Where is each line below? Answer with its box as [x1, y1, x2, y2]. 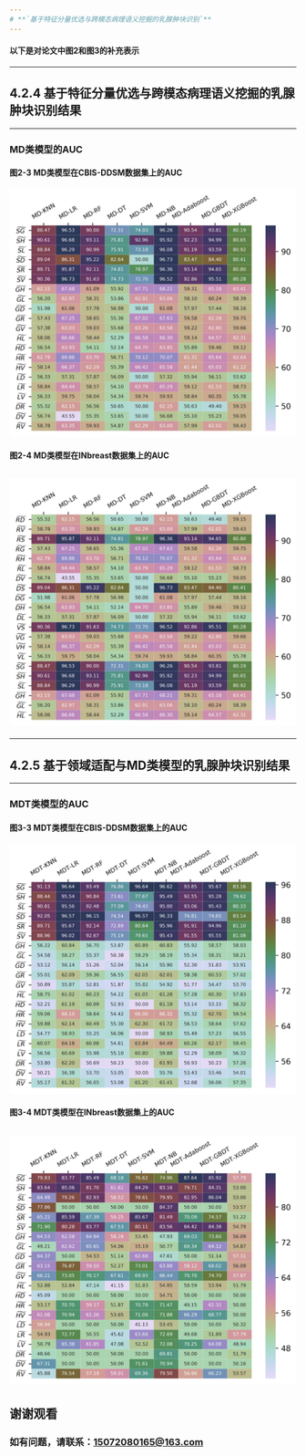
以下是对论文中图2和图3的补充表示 [9, 46, 139, 57]
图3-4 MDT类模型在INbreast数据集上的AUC [9, 1107, 175, 1118]
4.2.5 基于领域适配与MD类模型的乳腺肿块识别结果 [9, 757, 291, 773]
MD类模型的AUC [9, 142, 84, 155]
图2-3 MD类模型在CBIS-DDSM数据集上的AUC [9, 167, 183, 178]
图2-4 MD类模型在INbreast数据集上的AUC [9, 450, 170, 461]
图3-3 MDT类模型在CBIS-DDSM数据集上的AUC [9, 822, 189, 833]
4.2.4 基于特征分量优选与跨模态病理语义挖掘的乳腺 [9, 86, 295, 101]
